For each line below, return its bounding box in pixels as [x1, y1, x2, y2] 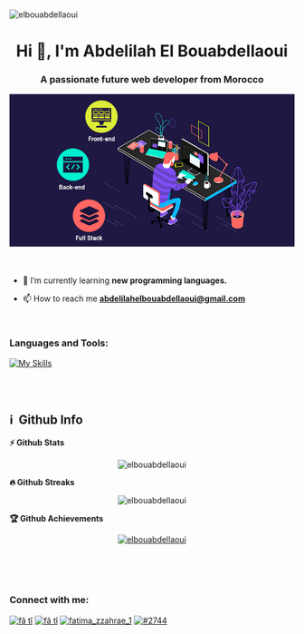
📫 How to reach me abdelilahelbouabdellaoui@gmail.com [22, 293, 246, 304]
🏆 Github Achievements [9, 512, 104, 523]
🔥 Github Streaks [9, 476, 75, 487]
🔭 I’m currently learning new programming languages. [22, 275, 228, 286]
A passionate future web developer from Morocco [40, 73, 264, 86]
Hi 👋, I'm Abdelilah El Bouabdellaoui [15, 41, 289, 62]
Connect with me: [9, 593, 90, 606]
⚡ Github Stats [9, 437, 65, 448]
